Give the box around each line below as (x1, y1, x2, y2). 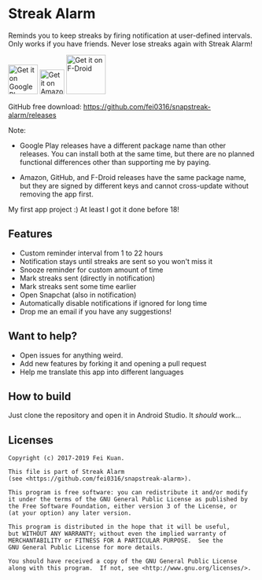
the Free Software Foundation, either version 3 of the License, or (8, 502, 238, 511)
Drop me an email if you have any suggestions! (19, 307, 172, 316)
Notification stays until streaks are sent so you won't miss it (19, 256, 212, 266)
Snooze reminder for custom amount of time (19, 265, 164, 274)
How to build (8, 390, 72, 403)
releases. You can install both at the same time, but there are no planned (19, 149, 255, 158)
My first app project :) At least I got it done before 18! (8, 204, 179, 214)
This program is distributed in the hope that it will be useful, (8, 523, 231, 531)
